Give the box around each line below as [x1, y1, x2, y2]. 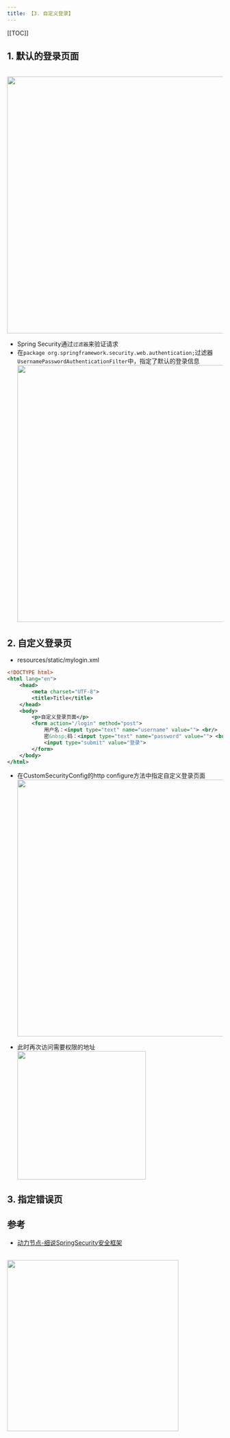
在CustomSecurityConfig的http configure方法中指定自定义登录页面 [16, 771, 206, 780]
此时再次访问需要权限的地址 [16, 1043, 96, 1052]
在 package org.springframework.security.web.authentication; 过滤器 [16, 349, 214, 357]
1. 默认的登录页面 [7, 51, 79, 62]
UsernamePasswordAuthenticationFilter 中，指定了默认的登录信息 [16, 357, 200, 365]
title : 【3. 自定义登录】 [7, 10, 74, 17]
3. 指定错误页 [7, 1193, 63, 1205]
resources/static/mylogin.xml [16, 656, 99, 665]
